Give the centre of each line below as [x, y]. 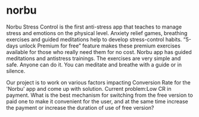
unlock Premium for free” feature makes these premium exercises [100, 46]
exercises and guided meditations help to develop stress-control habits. [94, 39]
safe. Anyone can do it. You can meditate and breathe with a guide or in [94, 64]
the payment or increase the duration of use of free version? [80, 107]
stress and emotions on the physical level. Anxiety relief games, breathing [97, 33]
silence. [16, 71]
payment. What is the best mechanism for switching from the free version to [100, 95]
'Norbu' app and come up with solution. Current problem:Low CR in [89, 88]
